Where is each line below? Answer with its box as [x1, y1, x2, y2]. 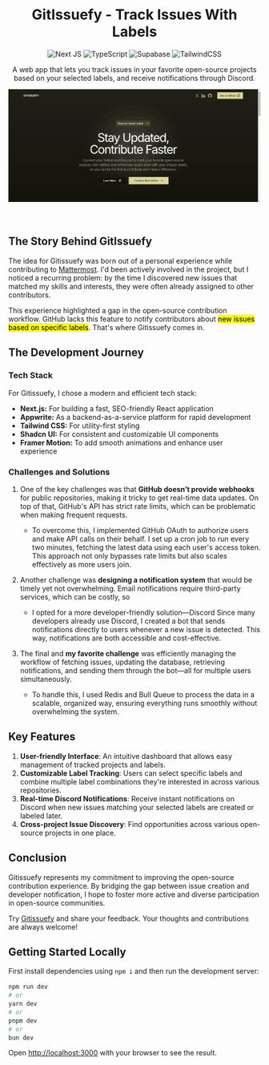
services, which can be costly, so [19, 591, 130, 602]
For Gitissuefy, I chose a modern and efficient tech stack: [8, 388, 198, 397]
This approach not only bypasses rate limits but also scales [31, 551, 227, 560]
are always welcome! [8, 922, 78, 931]
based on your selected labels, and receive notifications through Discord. [13, 73, 256, 83]
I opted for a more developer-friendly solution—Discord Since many [31, 607, 256, 617]
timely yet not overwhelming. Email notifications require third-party [19, 583, 242, 593]
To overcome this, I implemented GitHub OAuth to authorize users [31, 525, 250, 535]
